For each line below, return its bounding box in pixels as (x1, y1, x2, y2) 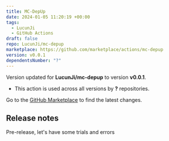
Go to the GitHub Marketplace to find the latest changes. (6, 96, 142, 103)
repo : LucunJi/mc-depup (6, 42, 64, 47)
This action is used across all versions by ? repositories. (14, 85, 150, 92)
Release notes (6, 113, 59, 123)
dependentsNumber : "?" (6, 57, 61, 63)
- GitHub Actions (11, 30, 54, 36)
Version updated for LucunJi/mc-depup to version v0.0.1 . (6, 74, 146, 81)
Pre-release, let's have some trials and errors (6, 129, 115, 136)
